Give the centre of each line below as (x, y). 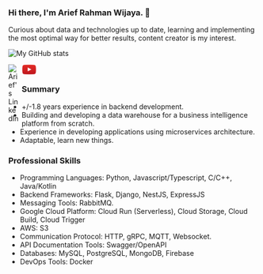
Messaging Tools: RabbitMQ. (67, 203)
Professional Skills (45, 160)
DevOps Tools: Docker (56, 261)
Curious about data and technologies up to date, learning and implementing (131, 30)
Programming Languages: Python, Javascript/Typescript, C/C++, (126, 178)
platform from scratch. (58, 123)
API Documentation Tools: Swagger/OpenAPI (93, 245)
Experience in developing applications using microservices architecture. (137, 131)
